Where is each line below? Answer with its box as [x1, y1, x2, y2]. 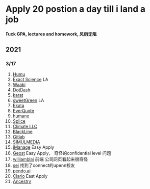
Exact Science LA [12, 77, 49, 82]
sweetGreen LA [12, 97, 44, 104]
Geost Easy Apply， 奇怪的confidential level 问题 [12, 150, 112, 156]
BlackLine [12, 129, 33, 135]
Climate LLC [12, 124, 38, 130]
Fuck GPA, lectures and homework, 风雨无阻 [5, 31, 97, 37]
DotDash [12, 87, 31, 93]
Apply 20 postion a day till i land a [5, 3, 146, 15]
